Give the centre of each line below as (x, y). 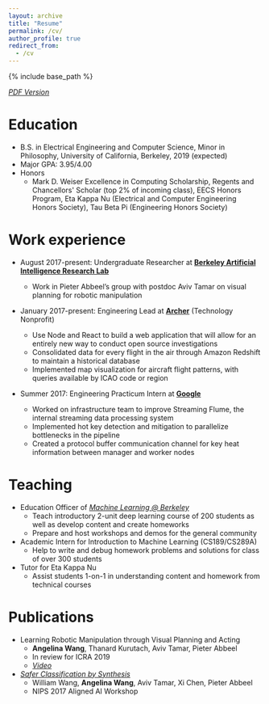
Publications (51, 617)
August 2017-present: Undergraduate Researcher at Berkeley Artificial (138, 262)
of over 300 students (67, 559)
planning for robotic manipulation (87, 295)
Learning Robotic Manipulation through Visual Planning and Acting (130, 639)
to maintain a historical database (86, 360)
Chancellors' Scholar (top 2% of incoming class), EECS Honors (137, 190)
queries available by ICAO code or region (100, 377)
